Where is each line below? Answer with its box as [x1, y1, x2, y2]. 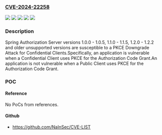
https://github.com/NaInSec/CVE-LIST [12, 124, 91, 130]
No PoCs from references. [5, 101, 58, 108]
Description [5, 28, 34, 35]
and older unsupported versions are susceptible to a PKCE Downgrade [5, 44, 150, 50]
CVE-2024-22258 [5, 3, 50, 10]
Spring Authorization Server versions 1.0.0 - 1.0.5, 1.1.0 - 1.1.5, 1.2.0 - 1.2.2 [5, 39, 154, 45]
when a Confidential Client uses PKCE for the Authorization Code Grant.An [5, 55, 158, 61]
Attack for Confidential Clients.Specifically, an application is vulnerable [5, 50, 150, 56]
